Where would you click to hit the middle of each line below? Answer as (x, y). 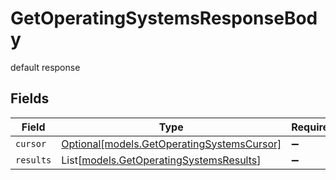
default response (45, 67)
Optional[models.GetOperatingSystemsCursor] (171, 144)
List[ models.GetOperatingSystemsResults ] (161, 160)
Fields (30, 98)
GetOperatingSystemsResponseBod (164, 18)
